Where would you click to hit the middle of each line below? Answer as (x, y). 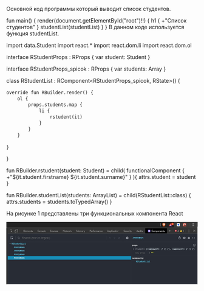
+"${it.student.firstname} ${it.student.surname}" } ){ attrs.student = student (101, 177)
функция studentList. (33, 33)
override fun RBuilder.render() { (50, 93)
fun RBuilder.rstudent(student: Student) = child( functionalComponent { (96, 170)
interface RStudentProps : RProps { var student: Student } (78, 57)
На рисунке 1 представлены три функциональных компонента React (95, 213)
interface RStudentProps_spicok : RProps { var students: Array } (86, 69)
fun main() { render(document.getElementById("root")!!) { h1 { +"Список (97, 20)
